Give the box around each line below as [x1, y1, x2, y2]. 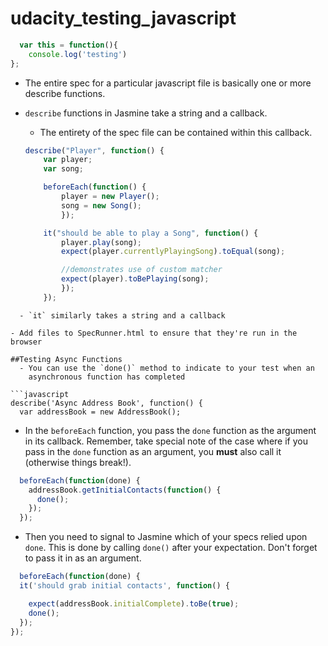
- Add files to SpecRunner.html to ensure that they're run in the [10, 328, 298, 338]
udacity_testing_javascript [10, 7, 237, 30]
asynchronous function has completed [28, 372, 186, 382]
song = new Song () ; [61, 200, 143, 211]
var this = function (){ [19, 40, 118, 50]
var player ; [43, 155, 93, 165]
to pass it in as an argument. [24, 552, 142, 564]
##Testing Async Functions [10, 354, 123, 364]
